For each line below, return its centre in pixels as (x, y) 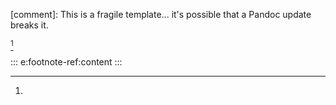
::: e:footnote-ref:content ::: (66, 62)
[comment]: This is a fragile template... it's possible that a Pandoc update (161, 14)
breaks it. (29, 25)
